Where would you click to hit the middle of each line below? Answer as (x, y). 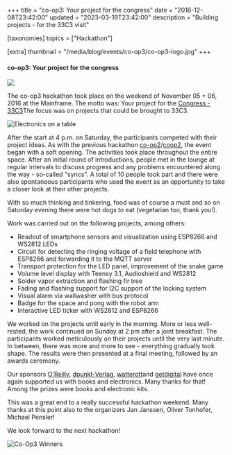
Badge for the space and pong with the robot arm (88, 303)
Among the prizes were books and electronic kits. (78, 389)
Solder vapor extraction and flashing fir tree (80, 281)
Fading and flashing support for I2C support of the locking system (112, 289)
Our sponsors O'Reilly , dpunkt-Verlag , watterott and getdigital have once (110, 375)
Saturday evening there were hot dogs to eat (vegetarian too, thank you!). (112, 210)
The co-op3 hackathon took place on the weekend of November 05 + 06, (112, 96)
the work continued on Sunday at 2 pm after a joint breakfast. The (123, 332)
